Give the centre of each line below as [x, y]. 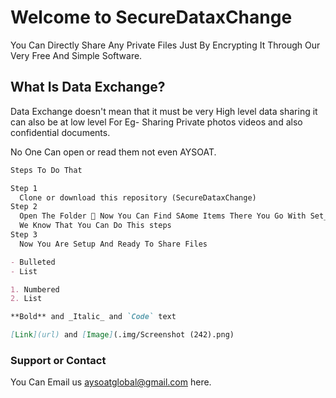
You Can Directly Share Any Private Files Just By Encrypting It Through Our [165, 45]
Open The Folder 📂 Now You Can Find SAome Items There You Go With [163, 216]
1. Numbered [35, 289]
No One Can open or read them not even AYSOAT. [113, 152]
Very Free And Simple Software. [76, 55]
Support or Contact [58, 360]
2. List [26, 299]
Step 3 [24, 235]
